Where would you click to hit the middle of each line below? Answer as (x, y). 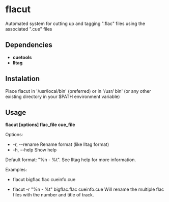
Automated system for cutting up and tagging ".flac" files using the (75, 23)
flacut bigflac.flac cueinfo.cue (44, 180)
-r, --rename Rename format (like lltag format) (61, 144)
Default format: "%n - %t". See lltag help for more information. (71, 160)
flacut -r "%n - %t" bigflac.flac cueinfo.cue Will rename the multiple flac (88, 189)
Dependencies (29, 45)
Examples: (16, 170)
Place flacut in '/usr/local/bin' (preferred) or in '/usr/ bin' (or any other (78, 91)
